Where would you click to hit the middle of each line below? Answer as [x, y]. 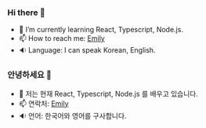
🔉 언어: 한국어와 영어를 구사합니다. [72, 115]
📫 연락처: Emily [43, 103]
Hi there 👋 [27, 13]
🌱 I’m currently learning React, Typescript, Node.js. [101, 30]
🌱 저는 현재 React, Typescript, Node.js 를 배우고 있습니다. [108, 93]
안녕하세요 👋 [29, 75]
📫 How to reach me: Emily [61, 38]
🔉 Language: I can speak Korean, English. [87, 50]
